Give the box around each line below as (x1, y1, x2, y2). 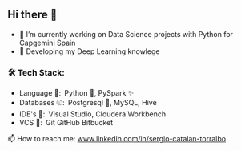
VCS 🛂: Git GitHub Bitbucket (18, 118, 114, 128)
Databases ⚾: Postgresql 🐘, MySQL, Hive (18, 98, 157, 108)
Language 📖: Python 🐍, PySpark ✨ (18, 88, 135, 98)
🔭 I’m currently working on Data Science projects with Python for (18, 29, 234, 39)
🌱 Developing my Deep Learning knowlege (18, 46, 160, 56)
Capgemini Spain (18, 38, 76, 47)
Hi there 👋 (7, 8, 58, 22)
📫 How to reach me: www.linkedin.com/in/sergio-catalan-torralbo (7, 134, 226, 144)
